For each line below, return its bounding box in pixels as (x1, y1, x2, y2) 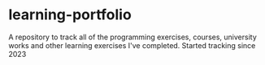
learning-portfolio (8, 6, 132, 24)
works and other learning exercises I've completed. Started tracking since (8, 40, 256, 50)
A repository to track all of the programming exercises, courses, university (8, 32, 258, 42)
